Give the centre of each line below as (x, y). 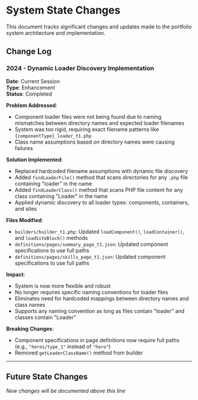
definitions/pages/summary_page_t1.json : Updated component (91, 244)
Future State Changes (47, 377)
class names (30, 304)
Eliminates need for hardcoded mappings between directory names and (102, 298)
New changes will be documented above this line (66, 391)
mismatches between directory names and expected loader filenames (99, 123)
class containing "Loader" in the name (61, 196)
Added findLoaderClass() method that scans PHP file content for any (99, 190)
